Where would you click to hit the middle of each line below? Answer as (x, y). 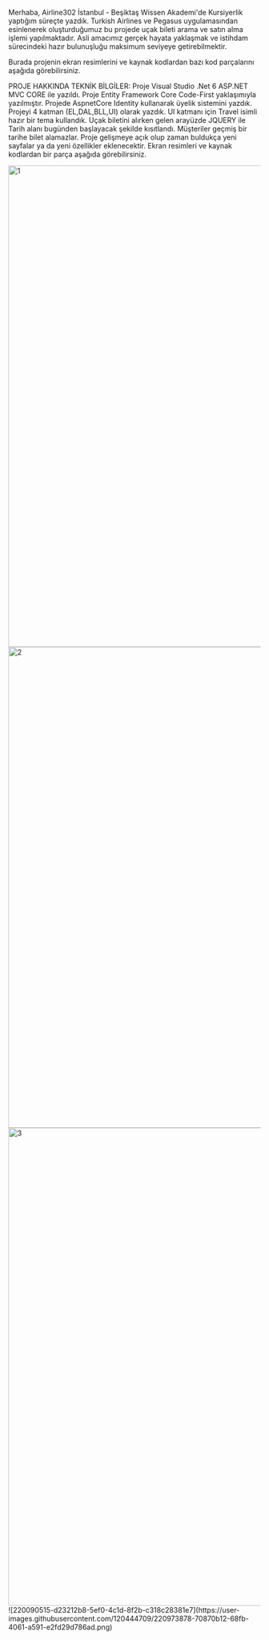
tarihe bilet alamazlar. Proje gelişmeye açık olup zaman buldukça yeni (123, 137)
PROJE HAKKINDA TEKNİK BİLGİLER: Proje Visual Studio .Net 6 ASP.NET (128, 86)
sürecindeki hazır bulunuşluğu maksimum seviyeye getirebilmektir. (118, 47)
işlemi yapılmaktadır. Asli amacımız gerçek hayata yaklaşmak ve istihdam (128, 38)
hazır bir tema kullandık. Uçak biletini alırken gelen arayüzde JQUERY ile (127, 120)
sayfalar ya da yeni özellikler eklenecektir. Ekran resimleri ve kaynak (120, 146)
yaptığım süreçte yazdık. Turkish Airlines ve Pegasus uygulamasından (123, 21)
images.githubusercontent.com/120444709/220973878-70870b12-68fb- (129, 1618)
